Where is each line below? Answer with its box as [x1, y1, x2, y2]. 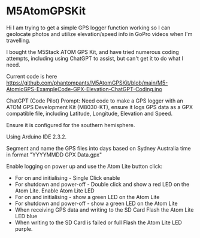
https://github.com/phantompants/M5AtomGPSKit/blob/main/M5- [6, 79, 168, 86]
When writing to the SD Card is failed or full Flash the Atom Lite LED [14, 219, 183, 226]
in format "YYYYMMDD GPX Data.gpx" [6, 151, 102, 158]
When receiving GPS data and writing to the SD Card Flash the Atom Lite [14, 206, 194, 213]
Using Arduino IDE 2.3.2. [6, 133, 67, 140]
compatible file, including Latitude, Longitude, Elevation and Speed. [6, 110, 172, 117]
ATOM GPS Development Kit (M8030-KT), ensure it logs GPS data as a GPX [6, 103, 193, 110]
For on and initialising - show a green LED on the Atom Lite [14, 193, 160, 200]
